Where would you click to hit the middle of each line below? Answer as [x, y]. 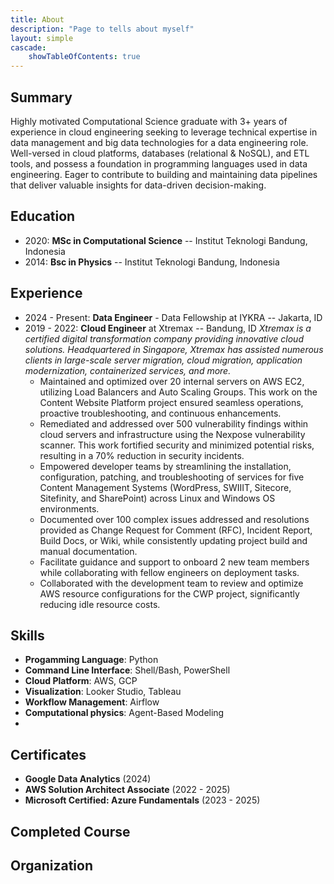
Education [43, 216]
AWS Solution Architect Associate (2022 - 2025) [127, 790]
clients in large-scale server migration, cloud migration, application [163, 360]
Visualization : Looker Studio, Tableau [103, 692]
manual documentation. [88, 551]
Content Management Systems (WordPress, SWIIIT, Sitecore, [165, 487]
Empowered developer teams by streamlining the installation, [165, 466]
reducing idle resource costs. [100, 604]
